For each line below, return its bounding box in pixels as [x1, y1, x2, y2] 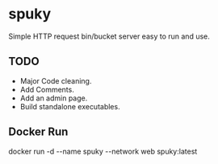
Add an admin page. [19, 93, 88, 103]
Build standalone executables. [19, 101, 120, 111]
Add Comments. [19, 84, 74, 94]
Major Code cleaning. [19, 76, 92, 85]
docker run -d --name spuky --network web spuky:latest [8, 146, 198, 156]
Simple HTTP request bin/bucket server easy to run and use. [8, 31, 210, 41]
